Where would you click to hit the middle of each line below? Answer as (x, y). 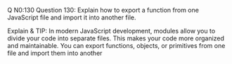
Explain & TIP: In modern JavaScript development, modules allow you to (111, 31)
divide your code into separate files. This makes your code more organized (116, 38)
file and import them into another (55, 53)
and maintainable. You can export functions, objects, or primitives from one (116, 46)
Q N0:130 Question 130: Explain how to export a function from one (103, 10)
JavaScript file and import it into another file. (72, 17)
